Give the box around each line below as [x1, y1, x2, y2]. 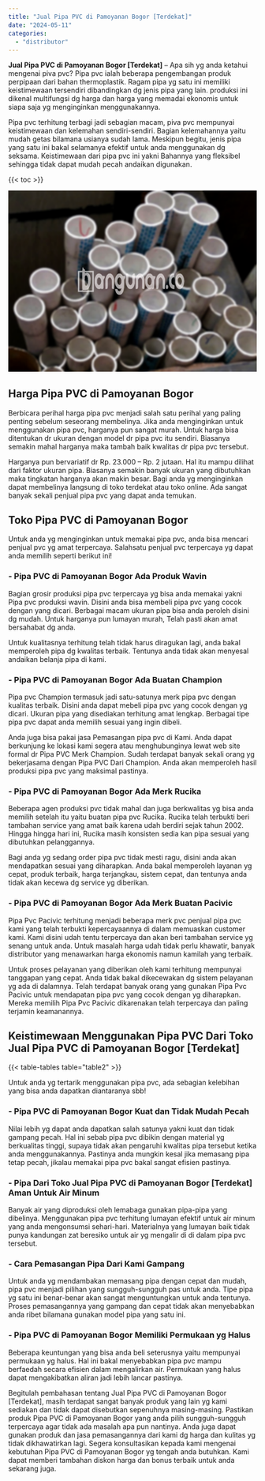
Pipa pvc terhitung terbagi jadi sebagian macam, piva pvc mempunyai [8, 118, 235, 127]
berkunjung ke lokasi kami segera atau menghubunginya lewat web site [8, 741, 241, 750]
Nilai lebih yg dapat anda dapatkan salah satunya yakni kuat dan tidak [8, 1124, 235, 1133]
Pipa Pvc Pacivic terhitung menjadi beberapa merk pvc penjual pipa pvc [8, 915, 242, 925]
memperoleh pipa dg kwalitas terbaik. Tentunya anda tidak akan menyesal [8, 646, 249, 656]
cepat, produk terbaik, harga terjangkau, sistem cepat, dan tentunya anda [8, 870, 247, 879]
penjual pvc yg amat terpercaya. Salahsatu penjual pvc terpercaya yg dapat [8, 543, 254, 552]
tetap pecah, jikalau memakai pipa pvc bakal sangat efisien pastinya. [8, 1157, 231, 1167]
